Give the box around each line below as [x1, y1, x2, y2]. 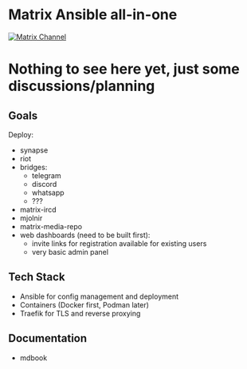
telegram [31, 170, 61, 181]
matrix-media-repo [19, 221, 82, 231]
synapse [19, 145, 49, 155]
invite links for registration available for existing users [31, 238, 207, 248]
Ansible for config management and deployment [19, 292, 179, 301]
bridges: [19, 162, 48, 172]
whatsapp [31, 188, 65, 197]
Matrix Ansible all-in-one [8, 6, 178, 24]
